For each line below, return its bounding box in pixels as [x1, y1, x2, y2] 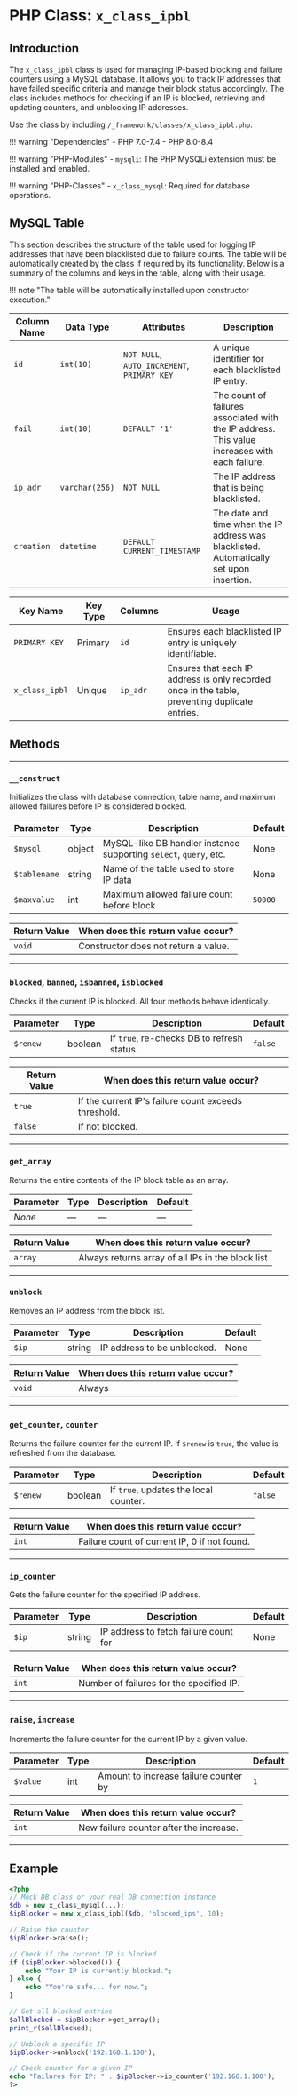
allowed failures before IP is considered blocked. [9, 801, 187, 812]
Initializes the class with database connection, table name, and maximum [9, 791, 277, 802]
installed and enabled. [9, 164, 90, 173]
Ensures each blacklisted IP [167, 625, 282, 637]
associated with [212, 411, 279, 423]
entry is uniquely [167, 636, 237, 649]
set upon [212, 562, 250, 574]
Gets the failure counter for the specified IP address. [9, 1589, 201, 1600]
